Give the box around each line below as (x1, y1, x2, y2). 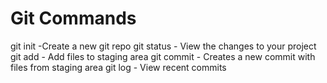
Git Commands (10, 7, 137, 30)
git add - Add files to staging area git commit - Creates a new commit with (10, 50, 316, 62)
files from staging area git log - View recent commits (10, 61, 227, 73)
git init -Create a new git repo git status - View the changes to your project (10, 40, 317, 52)
